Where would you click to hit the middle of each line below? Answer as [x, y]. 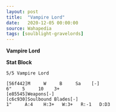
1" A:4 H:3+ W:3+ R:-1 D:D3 [58, 105]
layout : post [22, 12]
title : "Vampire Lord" [36, 17]
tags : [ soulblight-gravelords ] [45, 34]
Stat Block [19, 63]
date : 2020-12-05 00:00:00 [42, 23]
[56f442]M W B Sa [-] [53, 84]
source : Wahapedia [29, 28]
